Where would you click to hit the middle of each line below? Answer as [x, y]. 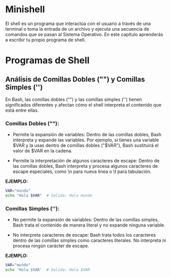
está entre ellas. [22, 110]
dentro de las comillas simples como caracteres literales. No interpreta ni [89, 240]
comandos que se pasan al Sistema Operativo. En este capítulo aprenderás [84, 34]
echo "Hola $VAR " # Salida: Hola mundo [49, 196]
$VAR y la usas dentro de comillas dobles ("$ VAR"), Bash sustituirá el [86, 145]
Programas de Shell [47, 60]
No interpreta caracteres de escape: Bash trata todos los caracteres [84, 235]
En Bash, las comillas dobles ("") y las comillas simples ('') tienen [74, 99]
